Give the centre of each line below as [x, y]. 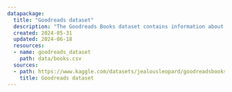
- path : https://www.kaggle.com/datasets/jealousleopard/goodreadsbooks [120, 71]
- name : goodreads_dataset [52, 53]
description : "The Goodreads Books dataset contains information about [119, 26]
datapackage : [26, 13]
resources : [29, 46]
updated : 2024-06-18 [43, 39]
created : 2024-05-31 [43, 33]
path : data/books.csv [50, 59]
